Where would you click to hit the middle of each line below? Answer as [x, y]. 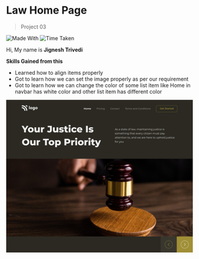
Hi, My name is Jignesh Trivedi [44, 49]
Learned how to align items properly [59, 72]
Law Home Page [46, 10]
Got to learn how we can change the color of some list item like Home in [102, 85]
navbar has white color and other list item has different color [88, 91]
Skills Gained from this [35, 61]
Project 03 [33, 27]
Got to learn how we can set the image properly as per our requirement [102, 79]
